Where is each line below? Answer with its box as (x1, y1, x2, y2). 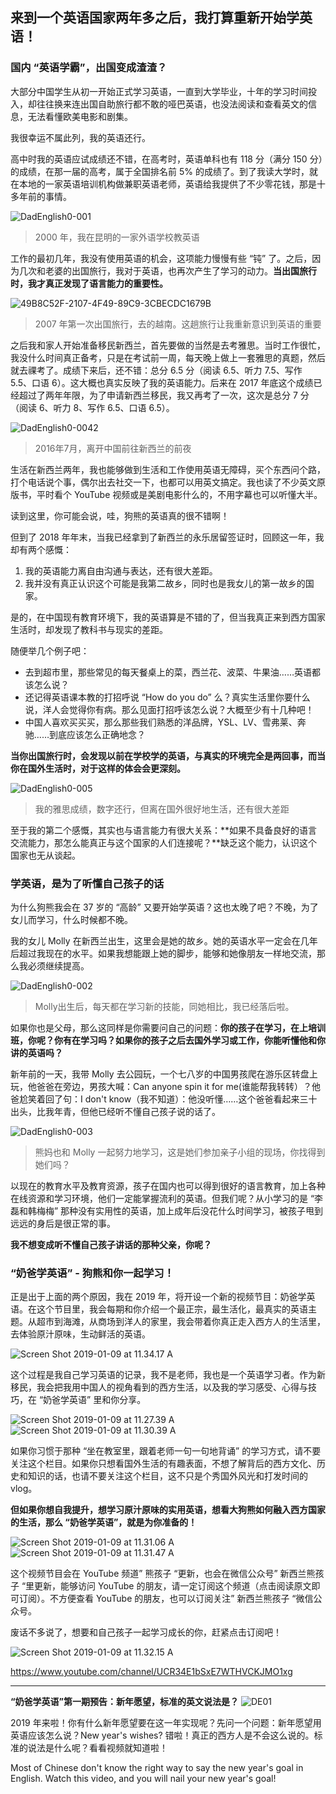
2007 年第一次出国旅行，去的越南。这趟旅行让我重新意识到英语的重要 (34, 318, 322, 330)
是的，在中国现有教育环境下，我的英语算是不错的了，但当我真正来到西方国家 (10, 611, 326, 623)
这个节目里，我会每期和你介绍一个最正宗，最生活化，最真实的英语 (36, 1303, 308, 1315)
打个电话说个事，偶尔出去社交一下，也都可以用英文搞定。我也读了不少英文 (10, 476, 317, 488)
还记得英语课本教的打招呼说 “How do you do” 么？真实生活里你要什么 (24, 691, 311, 703)
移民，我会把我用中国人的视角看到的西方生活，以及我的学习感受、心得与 (10, 1381, 308, 1393)
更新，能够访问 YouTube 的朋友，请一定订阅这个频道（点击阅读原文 (34, 1580, 312, 1592)
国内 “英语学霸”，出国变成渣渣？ (10, 61, 168, 75)
